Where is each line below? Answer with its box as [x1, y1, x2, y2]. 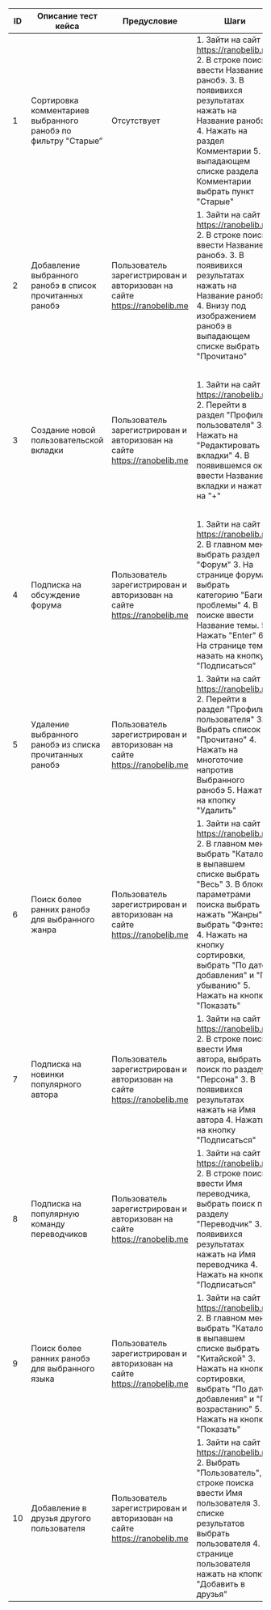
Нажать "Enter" [196, 630, 256, 641]
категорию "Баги [196, 590, 263, 600]
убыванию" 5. [196, 980, 251, 990]
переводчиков [31, 1229, 88, 1239]
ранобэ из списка [31, 739, 101, 750]
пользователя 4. [196, 1538, 261, 1549]
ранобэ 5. [196, 785, 236, 795]
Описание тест [36, 11, 98, 21]
